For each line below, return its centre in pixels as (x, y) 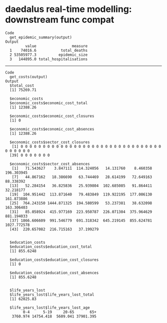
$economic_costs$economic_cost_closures (52, 116)
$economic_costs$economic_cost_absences (52, 129)
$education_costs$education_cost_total (51, 247)
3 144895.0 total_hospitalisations (49, 59)
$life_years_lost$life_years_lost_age (50, 308)
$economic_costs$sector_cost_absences (50, 164)
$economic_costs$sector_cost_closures (50, 142)
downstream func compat (60, 20)
